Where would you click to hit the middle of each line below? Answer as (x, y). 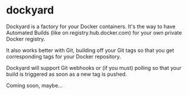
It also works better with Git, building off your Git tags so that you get (90, 50)
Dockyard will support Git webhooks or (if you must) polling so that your (94, 67)
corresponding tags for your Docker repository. (64, 56)
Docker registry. (26, 39)
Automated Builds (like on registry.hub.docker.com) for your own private (94, 32)
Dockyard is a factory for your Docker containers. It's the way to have (91, 26)
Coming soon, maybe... (35, 85)
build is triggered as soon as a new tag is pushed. (67, 74)
